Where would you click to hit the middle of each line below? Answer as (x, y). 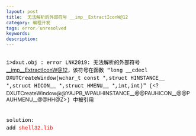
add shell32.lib (30, 128)
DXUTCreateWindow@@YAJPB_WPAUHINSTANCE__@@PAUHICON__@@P (98, 93)
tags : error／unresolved (36, 28)
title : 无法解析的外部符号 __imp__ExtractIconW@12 (67, 17)
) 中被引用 (80, 100)
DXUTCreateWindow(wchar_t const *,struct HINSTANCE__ (86, 78)
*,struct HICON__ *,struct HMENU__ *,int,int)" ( (79, 86)
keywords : (18, 34)
